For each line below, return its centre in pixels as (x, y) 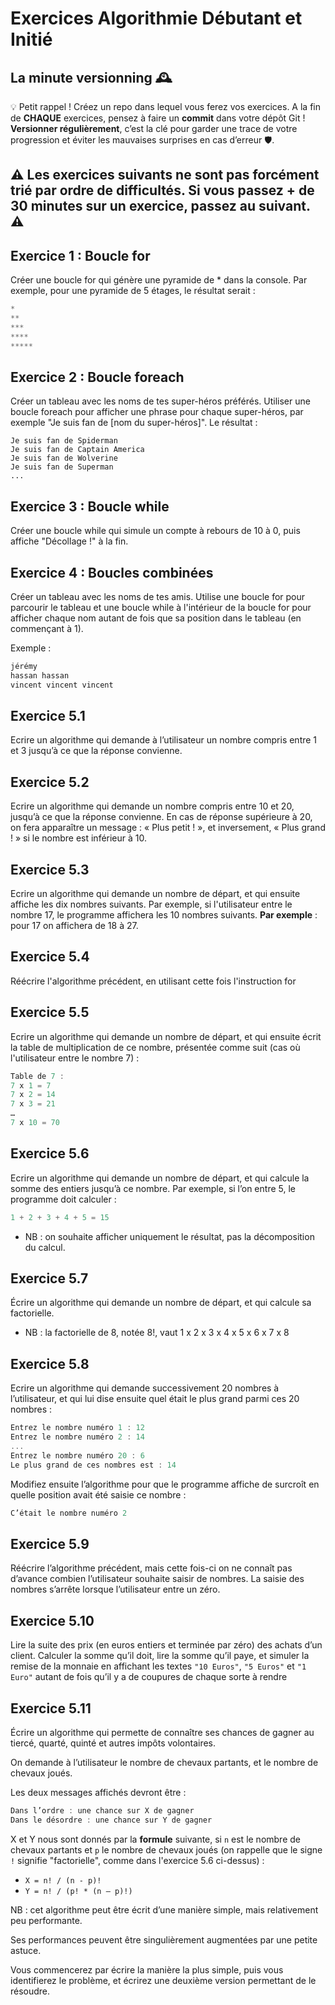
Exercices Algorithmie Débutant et (156, 18)
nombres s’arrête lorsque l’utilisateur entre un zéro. (115, 1589)
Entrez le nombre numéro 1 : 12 (77, 1428)
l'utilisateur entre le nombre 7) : (75, 1058)
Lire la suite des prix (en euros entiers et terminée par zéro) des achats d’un (166, 1645)
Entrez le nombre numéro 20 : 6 (77, 1455)
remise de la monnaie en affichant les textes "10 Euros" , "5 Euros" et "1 (158, 1666)
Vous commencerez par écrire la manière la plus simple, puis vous (147, 1969)
